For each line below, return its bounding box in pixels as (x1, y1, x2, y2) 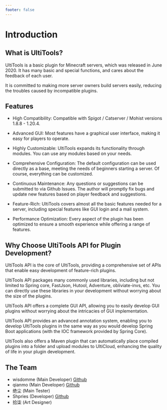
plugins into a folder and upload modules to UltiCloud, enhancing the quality (5, 343, 162, 349)
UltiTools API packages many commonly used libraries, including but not (5, 277, 154, 283)
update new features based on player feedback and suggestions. (12, 191, 147, 197)
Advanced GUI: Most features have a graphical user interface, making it (12, 130, 160, 136)
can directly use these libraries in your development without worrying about (5, 288, 161, 294)
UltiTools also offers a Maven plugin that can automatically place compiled (5, 338, 158, 344)
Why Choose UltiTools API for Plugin (5, 241, 121, 249)
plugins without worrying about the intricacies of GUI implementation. (5, 308, 148, 314)
